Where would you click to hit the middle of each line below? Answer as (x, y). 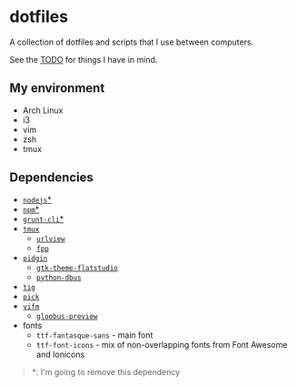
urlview (50, 239)
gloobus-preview (67, 316)
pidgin (35, 258)
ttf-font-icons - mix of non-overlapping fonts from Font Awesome (162, 344)
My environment (57, 88)
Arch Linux (43, 110)
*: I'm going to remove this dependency (106, 371)
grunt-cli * (43, 218)
